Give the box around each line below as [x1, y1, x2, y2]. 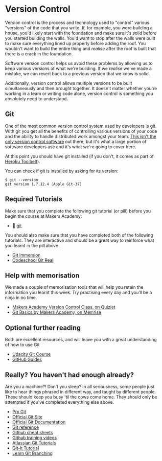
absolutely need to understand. [5, 95, 68, 101]
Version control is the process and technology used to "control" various [5, 20, 150, 25]
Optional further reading [5, 323, 81, 332]
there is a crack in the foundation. [5, 50, 73, 57]
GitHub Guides [12, 356, 42, 363]
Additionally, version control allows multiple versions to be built [5, 80, 132, 86]
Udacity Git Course [12, 351, 51, 357]
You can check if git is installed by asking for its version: [5, 168, 118, 174]
